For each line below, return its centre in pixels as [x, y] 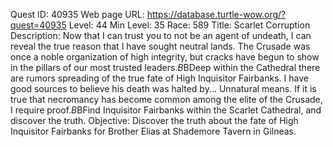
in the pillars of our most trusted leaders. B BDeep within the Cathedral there [165, 67]
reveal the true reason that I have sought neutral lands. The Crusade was [160, 46]
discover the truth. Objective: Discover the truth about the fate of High [154, 120]
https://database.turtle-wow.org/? [216, 14]
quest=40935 [38, 25]
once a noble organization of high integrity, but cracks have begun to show [165, 57]
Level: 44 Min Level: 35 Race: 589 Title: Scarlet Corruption [189, 25]
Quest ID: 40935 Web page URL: [77, 14]
